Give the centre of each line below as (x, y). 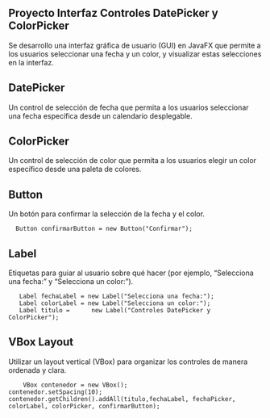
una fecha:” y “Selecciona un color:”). (71, 282)
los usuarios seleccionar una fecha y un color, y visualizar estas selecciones (135, 54)
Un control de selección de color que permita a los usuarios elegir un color (132, 161)
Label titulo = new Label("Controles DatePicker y (115, 311)
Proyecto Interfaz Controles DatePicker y (114, 13)
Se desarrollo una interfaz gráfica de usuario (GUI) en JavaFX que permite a (135, 45)
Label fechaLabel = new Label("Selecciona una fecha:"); (117, 297)
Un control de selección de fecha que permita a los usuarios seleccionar (129, 107)
